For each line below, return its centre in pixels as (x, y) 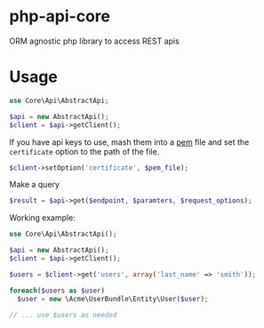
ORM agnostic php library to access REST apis (94, 41)
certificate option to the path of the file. (84, 151)
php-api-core (60, 16)
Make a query (35, 185)
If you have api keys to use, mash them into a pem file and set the (129, 142)
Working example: (42, 218)
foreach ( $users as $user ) (57, 291)
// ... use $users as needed (63, 315)
